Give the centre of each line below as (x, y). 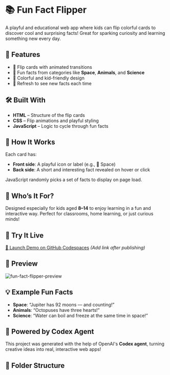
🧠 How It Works (30, 142)
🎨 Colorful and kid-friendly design (48, 78)
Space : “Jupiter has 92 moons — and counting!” (63, 304)
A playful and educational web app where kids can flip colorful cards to (81, 27)
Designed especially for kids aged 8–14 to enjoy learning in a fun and (78, 208)
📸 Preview (22, 264)
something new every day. (33, 38)
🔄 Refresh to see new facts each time (52, 83)
